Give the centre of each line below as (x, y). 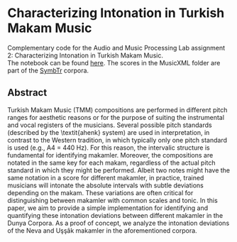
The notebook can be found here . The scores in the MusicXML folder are (114, 62)
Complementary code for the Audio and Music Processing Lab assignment (116, 48)
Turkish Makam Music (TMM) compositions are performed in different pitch (117, 110)
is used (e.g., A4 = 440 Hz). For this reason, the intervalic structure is (109, 148)
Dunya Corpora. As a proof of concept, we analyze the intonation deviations (118, 223)
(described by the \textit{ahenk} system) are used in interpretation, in (109, 132)
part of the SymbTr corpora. (48, 70)
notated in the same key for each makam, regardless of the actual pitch (111, 163)
